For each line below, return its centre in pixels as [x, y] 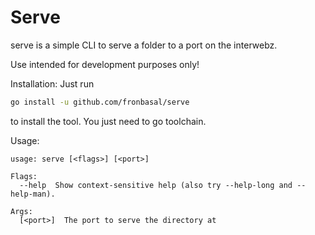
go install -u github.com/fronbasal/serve [100, 102]
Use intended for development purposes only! [105, 64]
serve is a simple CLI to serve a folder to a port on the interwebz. [144, 45]
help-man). [33, 194]
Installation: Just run [52, 83]
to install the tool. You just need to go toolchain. [108, 121]
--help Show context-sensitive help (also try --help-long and [156, 185]
